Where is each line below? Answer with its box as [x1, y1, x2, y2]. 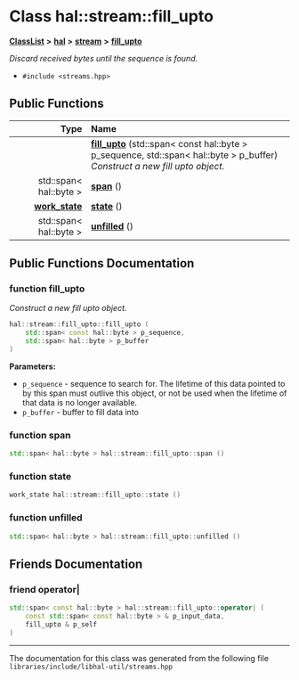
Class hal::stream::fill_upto [9, 6, 214, 27]
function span [9, 429, 71, 441]
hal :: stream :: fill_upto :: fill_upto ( [9, 320, 149, 329]
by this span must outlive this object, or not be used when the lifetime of [21, 388, 287, 398]
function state [9, 471, 72, 483]
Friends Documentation [9, 556, 143, 571]
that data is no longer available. [21, 397, 138, 407]
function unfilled [9, 512, 83, 524]
